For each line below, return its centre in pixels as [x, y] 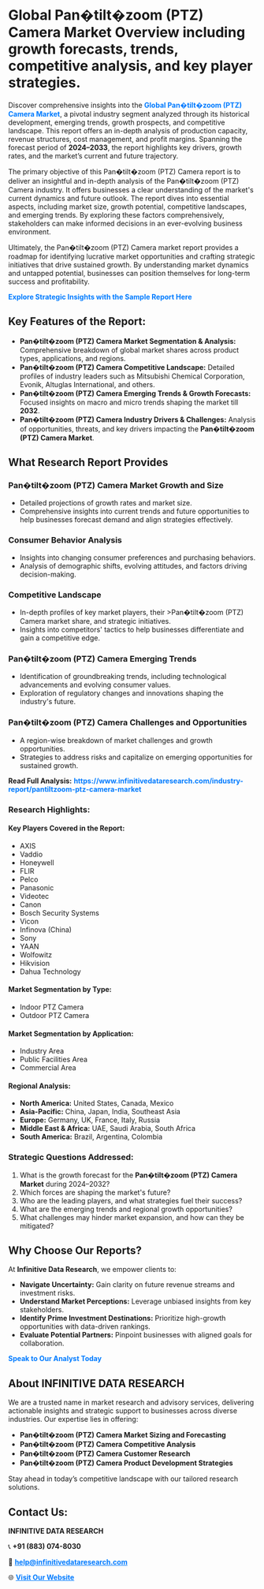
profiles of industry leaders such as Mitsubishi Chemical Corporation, [132, 376]
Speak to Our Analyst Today [55, 1359]
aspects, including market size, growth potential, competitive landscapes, [127, 207]
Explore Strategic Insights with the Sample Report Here [100, 297]
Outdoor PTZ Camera [54, 1015]
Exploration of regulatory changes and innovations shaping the [121, 693]
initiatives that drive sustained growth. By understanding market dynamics [128, 264]
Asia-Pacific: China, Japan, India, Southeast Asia [100, 1112]
